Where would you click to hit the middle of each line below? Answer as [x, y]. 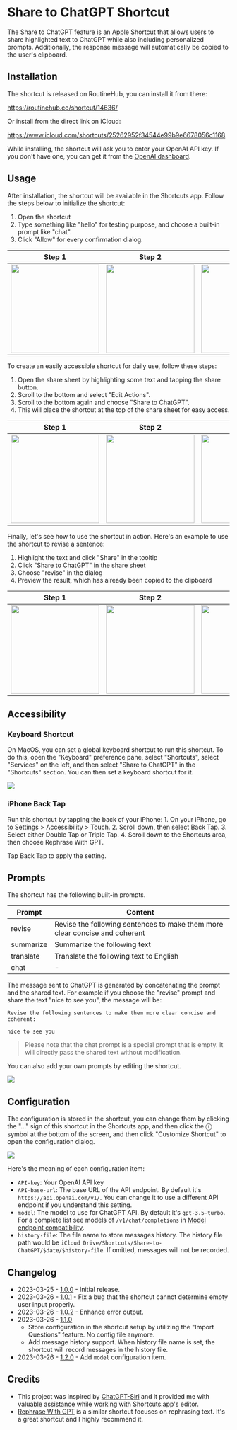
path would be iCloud [49, 1242]
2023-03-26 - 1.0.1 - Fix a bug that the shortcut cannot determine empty [122, 1297]
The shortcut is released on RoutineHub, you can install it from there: [108, 93]
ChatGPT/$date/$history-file [60, 1251]
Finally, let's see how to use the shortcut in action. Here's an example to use [118, 536]
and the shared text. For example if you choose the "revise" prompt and [111, 993]
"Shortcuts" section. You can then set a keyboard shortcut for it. [101, 772]
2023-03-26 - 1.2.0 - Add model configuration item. [92, 1357]
